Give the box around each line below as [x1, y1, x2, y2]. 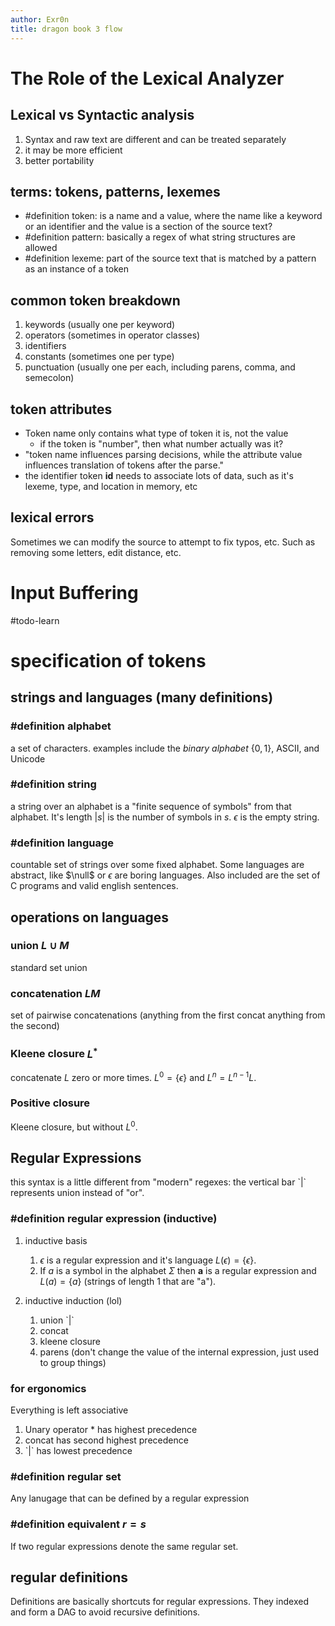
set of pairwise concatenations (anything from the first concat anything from [10, 1009, 326, 1021]
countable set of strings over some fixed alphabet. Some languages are [10, 859, 305, 871]
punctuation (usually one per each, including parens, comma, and [24, 361, 296, 373]
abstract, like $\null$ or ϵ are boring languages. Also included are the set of [10, 869, 321, 881]
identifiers [24, 340, 67, 352]
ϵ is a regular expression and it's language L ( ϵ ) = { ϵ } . [39, 1254, 257, 1266]
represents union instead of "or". [10, 1187, 145, 1199]
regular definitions [10, 1569, 129, 1586]
